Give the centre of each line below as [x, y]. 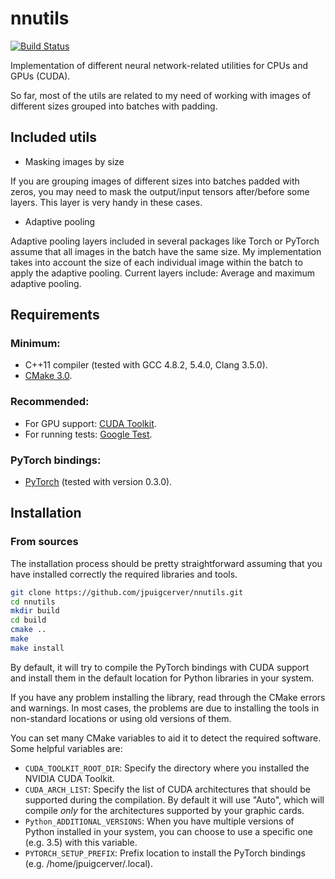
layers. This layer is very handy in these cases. [106, 202]
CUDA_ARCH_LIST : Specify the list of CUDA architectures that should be [167, 789]
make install [37, 648]
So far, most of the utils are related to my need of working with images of [161, 95]
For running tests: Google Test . [88, 434]
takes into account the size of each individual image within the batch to [156, 262]
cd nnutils [33, 602]
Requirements [55, 315]
